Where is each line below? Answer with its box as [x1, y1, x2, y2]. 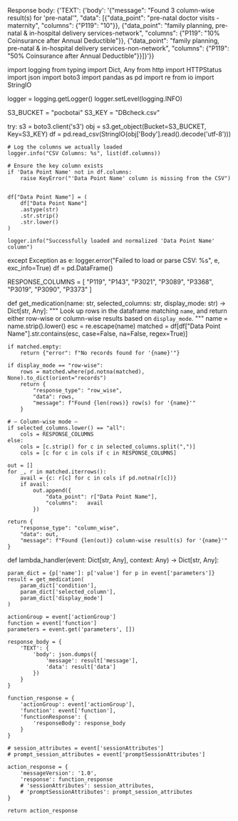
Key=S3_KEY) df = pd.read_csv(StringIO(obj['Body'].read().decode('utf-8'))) [7, 130, 232, 138]
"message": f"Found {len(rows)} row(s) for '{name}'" [33, 399, 196, 407]
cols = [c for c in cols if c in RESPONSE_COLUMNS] [20, 449, 177, 457]
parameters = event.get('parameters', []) [7, 626, 135, 633]
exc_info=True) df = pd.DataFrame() [7, 264, 113, 272]
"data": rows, [33, 393, 75, 400]
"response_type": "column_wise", [20, 524, 120, 532]
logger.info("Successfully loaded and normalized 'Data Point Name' [7, 237, 215, 244]
